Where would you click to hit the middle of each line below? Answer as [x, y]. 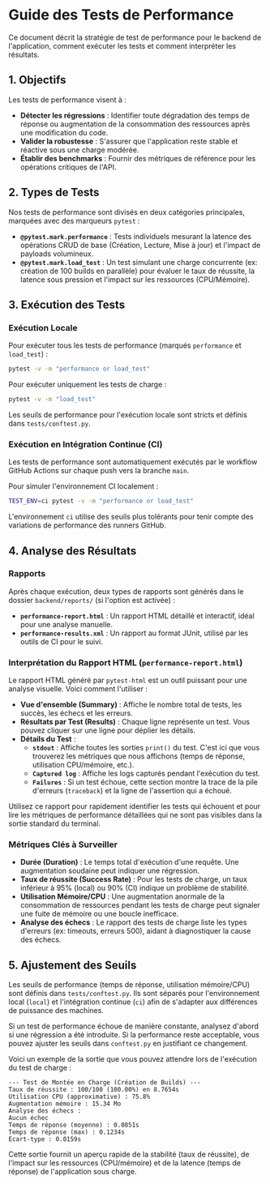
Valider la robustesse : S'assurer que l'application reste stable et [129, 141]
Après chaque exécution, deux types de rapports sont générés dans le [126, 591]
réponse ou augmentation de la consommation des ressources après [135, 124]
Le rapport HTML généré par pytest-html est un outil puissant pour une [128, 680]
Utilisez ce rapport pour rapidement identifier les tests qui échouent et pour [135, 806]
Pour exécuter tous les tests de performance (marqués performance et [125, 345]
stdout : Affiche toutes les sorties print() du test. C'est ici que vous [146, 748]
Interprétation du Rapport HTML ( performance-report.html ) [126, 662]
